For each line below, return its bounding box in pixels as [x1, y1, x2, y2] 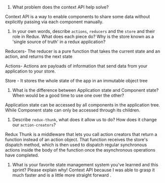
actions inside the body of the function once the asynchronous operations [5, 147, 156, 153]
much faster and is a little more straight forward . [12, 172, 112, 178]
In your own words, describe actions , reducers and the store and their [12, 28, 155, 34]
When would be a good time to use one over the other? [12, 93, 124, 98]
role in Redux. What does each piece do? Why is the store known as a [12, 34, 154, 39]
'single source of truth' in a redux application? [12, 39, 106, 45]
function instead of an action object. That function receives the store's [5, 137, 148, 142]
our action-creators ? [12, 122, 56, 128]
